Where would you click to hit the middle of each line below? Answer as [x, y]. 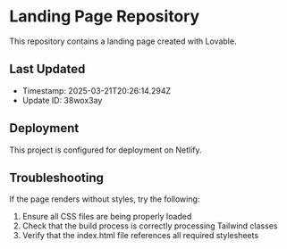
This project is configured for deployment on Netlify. [106, 150]
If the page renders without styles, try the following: [105, 199]
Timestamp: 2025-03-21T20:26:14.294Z [97, 90]
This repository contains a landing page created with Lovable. [123, 41]
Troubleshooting [57, 177]
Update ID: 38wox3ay [62, 100]
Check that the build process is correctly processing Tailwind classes [150, 226]
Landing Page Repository [105, 17]
